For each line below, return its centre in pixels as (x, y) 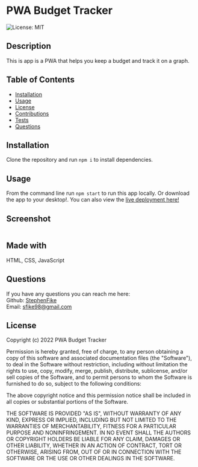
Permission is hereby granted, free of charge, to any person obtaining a (95, 352)
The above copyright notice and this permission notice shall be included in (98, 395)
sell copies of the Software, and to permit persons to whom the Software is (99, 377)
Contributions (32, 113)
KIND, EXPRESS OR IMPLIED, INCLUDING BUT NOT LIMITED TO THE (91, 420)
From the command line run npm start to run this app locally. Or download (98, 193)
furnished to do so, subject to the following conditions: (74, 384)
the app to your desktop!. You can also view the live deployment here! (93, 200)
